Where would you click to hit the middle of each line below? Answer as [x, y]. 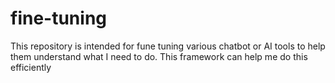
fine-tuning [58, 18]
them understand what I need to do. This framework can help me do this [159, 56]
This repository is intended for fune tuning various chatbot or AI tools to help [168, 46]
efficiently [31, 67]
